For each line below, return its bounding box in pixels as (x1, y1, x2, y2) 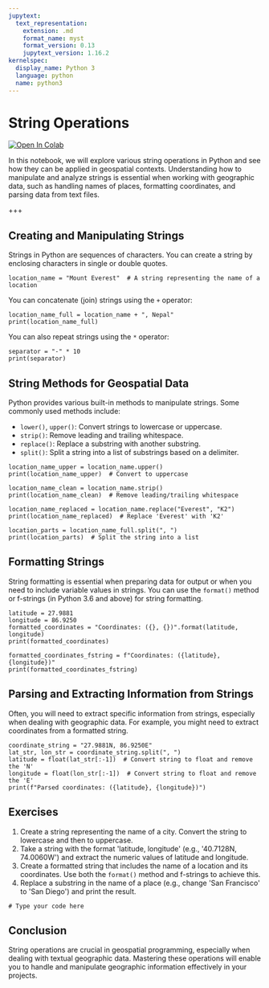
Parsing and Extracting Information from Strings (8, 687, 255, 701)
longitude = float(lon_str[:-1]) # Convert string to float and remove (8, 769, 257, 777)
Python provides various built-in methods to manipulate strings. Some (8, 398, 239, 408)
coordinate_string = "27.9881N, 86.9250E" (8, 741, 153, 749)
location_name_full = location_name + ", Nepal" (8, 311, 174, 319)
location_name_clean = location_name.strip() (8, 484, 163, 493)
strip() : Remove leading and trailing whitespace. (19, 431, 184, 441)
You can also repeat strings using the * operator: (8, 332, 169, 342)
